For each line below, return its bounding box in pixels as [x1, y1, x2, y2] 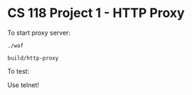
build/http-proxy [7, 55, 59, 62]
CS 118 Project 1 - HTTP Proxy [7, 5, 185, 21]
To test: [7, 67, 30, 75]
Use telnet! [7, 80, 39, 89]
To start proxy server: [7, 28, 71, 37]
